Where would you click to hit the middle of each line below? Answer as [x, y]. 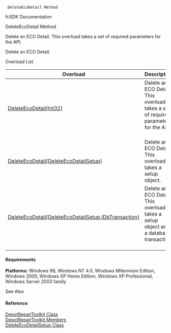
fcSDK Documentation [28, 17]
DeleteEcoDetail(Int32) [35, 108]
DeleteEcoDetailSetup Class [35, 325]
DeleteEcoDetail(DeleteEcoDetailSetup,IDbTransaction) [74, 217]
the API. [13, 42]
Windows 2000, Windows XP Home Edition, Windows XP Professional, [79, 276]
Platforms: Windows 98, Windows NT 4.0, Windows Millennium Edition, [80, 271]
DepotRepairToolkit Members [36, 320]
